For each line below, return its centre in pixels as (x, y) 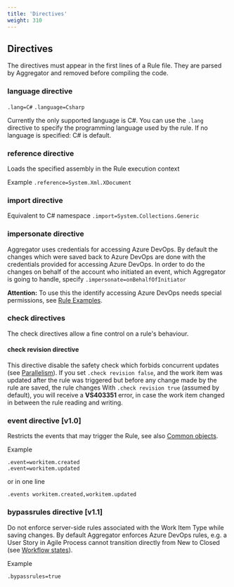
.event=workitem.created (44, 463)
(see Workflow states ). (40, 550)
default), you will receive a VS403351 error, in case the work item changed (116, 395)
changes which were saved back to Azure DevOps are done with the (106, 256)
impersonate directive (46, 234)
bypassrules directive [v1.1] (55, 512)
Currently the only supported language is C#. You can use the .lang (105, 120)
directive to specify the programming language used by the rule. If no (108, 128)
